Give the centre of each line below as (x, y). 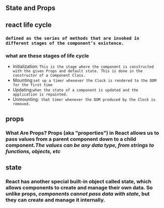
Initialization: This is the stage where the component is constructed (83, 66)
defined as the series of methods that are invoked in (72, 38)
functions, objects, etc (33, 151)
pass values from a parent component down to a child (71, 139)
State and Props (30, 8)
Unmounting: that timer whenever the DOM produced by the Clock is (84, 99)
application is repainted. (40, 94)
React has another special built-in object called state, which (79, 181)
